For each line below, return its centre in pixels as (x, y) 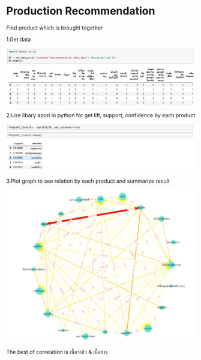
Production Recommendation (81, 11)
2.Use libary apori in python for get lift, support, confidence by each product (101, 115)
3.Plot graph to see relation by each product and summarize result (88, 181)
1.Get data (19, 39)
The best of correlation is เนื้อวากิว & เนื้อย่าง (57, 352)
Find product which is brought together (55, 28)
